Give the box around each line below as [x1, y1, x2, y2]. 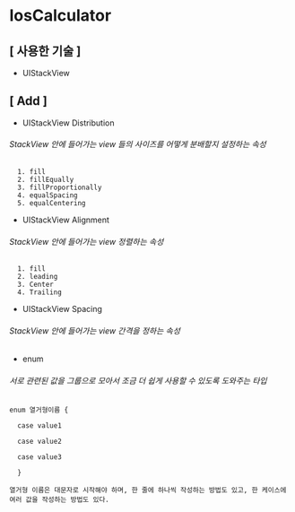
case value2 [17, 437, 63, 446]
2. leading [17, 273, 58, 282]
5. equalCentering [17, 199, 87, 208]
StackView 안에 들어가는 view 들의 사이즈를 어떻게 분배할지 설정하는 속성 [9, 139, 266, 150]
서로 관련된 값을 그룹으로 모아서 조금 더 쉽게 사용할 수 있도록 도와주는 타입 [9, 376, 267, 386]
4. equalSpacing [17, 191, 78, 200]
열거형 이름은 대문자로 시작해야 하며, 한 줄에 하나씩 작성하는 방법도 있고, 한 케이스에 [9, 485, 287, 494]
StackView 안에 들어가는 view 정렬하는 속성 [9, 236, 164, 247]
